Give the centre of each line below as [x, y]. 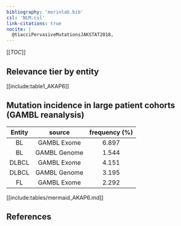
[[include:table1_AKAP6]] [38, 86]
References [29, 217]
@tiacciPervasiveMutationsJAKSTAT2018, [63, 35]
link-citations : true [34, 23]
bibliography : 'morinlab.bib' [45, 12]
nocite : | [19, 29]
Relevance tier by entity [53, 71]
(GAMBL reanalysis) [45, 115]
